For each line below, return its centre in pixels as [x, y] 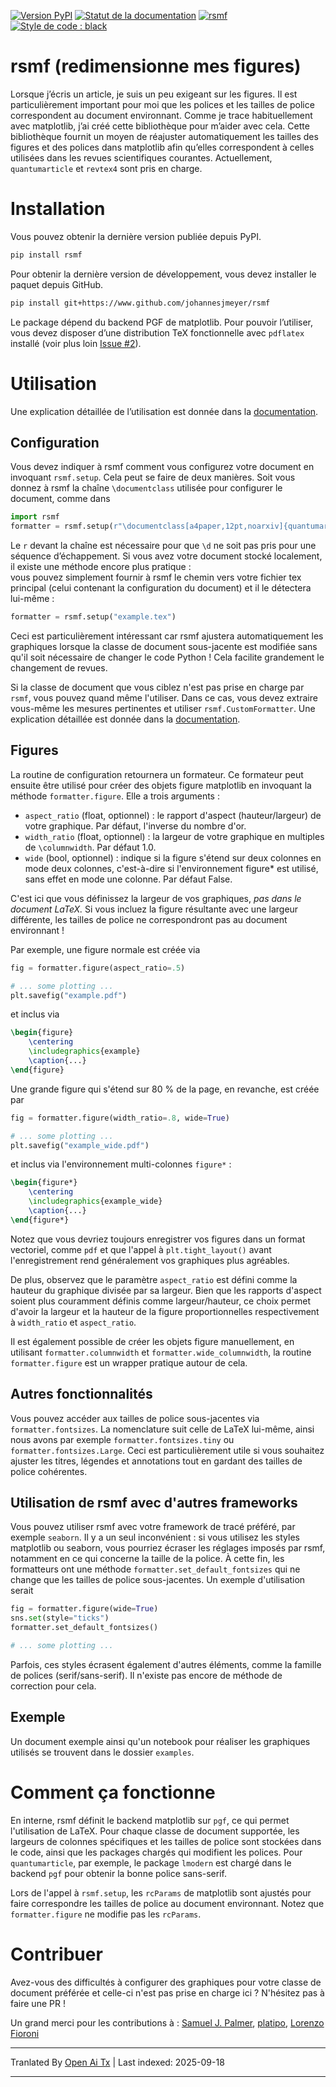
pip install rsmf [46, 255]
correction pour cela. [53, 1686]
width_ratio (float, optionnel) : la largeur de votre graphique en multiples [174, 836]
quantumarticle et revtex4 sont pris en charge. [106, 168]
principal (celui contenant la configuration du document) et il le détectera [161, 588]
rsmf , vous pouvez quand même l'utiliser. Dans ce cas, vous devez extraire [164, 698]
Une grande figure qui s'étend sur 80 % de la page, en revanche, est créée [165, 1089]
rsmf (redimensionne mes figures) [156, 66]
